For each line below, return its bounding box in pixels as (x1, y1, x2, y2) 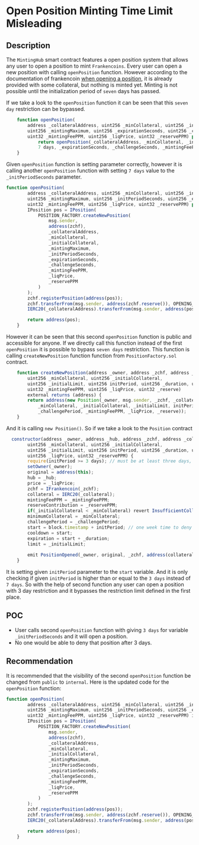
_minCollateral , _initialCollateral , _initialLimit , (37, 403, 171, 409)
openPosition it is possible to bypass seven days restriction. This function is (6, 346, 190, 352)
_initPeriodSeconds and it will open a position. (14, 633, 129, 640)
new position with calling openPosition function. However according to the (6, 69, 188, 75)
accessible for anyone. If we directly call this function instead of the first (6, 339, 182, 347)
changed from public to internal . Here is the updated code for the (6, 678, 169, 685)
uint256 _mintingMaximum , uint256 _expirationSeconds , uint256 (27, 128, 187, 134)
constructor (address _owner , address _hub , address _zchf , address (11, 436, 182, 442)
